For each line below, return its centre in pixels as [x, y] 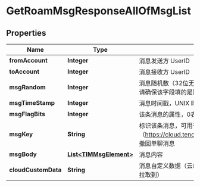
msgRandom [27, 87]
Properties [26, 33]
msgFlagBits [27, 114]
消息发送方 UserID [165, 61]
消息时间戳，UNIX [164, 103]
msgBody [23, 154]
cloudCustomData [35, 170]
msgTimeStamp [32, 103]
